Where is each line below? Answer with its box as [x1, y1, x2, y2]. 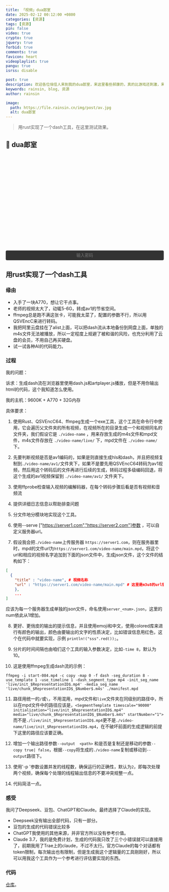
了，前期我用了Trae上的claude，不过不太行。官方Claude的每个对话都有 [13, 843, 161, 849]
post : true [6, 77, 29, 83]
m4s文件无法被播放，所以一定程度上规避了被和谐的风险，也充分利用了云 [13, 331, 163, 337]
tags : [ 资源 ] [6, 21, 32, 27]
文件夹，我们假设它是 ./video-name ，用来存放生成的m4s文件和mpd [13, 431, 153, 437]
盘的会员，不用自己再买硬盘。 [13, 337, 75, 343]
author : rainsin [6, 91, 40, 96]
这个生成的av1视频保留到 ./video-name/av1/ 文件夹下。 [13, 473, 127, 479]
